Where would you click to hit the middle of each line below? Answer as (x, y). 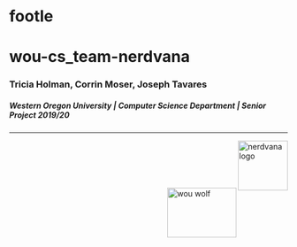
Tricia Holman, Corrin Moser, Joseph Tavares (108, 84)
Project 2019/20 (39, 115)
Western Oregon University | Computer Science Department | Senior (138, 105)
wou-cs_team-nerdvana (99, 57)
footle (31, 16)
